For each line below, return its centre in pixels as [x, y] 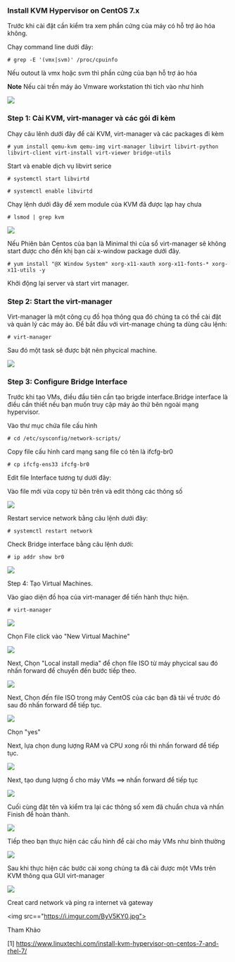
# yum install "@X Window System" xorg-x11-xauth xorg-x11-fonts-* [108, 264]
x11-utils [22, 270]
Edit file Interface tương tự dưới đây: [59, 477]
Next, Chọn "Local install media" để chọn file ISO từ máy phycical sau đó [113, 663]
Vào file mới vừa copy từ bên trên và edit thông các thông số [95, 492]
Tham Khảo [24, 930]
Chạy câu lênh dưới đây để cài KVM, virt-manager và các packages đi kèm [115, 133]
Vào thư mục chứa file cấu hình [52, 426]
